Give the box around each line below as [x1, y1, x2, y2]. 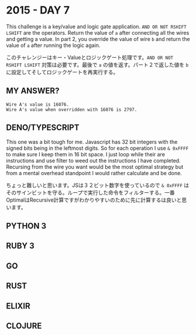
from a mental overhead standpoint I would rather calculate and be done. [6, 169, 183, 176]
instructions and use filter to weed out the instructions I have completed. [6, 157, 181, 164]
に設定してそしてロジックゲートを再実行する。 [6, 68, 119, 75]
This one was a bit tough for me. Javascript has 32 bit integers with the [6, 138, 178, 145]
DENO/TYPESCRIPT [6, 123, 80, 133]
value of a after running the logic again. [6, 42, 101, 49]
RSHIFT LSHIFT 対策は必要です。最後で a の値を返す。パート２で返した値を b [6, 61, 189, 68]
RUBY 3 [6, 241, 35, 251]
